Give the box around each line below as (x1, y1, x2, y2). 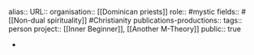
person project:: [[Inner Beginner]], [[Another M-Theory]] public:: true (8, 24, 242, 33)
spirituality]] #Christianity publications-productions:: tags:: (46, 15, 243, 25)
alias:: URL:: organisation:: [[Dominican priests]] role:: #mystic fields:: (8, 7, 240, 16)
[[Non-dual (8, 15, 45, 25)
